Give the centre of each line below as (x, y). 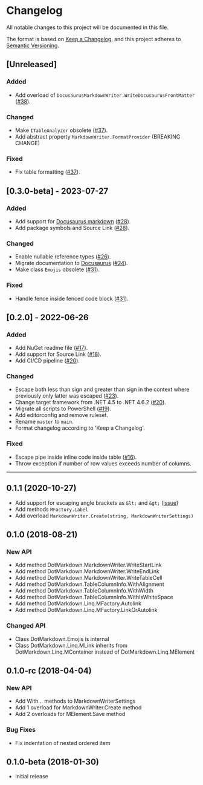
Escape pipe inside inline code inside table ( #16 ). (76, 457)
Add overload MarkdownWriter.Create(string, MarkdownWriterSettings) (104, 516)
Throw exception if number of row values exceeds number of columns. (103, 463)
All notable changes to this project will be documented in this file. (88, 27)
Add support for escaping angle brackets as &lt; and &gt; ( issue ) (97, 502)
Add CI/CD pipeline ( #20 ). (47, 361)
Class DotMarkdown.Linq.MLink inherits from (71, 645)
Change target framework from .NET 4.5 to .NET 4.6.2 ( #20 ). (90, 402)
